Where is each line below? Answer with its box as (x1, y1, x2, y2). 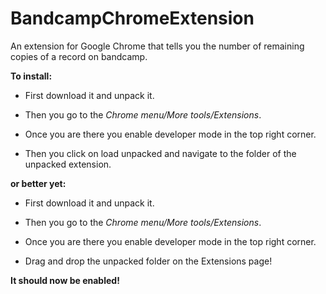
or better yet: (10, 177, 67, 189)
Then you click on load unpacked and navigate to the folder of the (24, 147, 297, 159)
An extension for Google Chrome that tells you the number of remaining (10, 40, 305, 52)
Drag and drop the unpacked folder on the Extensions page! (24, 255, 273, 267)
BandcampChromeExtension (10, 7, 255, 30)
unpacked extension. (24, 158, 112, 170)
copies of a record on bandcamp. (10, 50, 148, 62)
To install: (10, 70, 53, 82)
